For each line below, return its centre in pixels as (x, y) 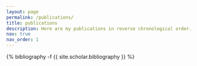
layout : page (23, 12)
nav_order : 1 (23, 40)
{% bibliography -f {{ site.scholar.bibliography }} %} (71, 57)
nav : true (19, 34)
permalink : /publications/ (40, 17)
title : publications (32, 23)
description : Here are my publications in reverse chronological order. (99, 28)
